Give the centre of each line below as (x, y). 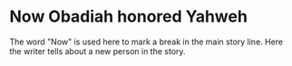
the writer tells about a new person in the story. (97, 51)
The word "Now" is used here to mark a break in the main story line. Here (146, 42)
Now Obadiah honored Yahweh (128, 17)
